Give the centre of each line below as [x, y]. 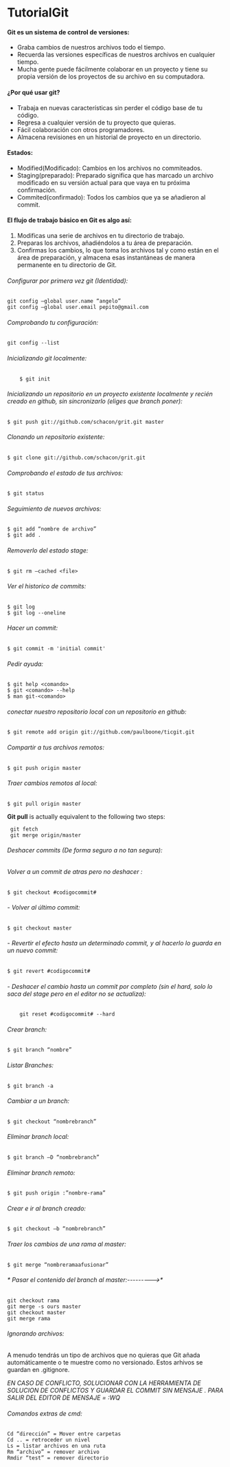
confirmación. [37, 190]
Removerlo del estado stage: [48, 550]
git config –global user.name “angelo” [64, 301]
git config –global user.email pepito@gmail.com [78, 308]
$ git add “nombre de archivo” [52, 529]
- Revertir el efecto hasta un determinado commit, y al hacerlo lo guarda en [114, 943]
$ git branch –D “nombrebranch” [53, 1157]
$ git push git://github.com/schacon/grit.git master [86, 422]
